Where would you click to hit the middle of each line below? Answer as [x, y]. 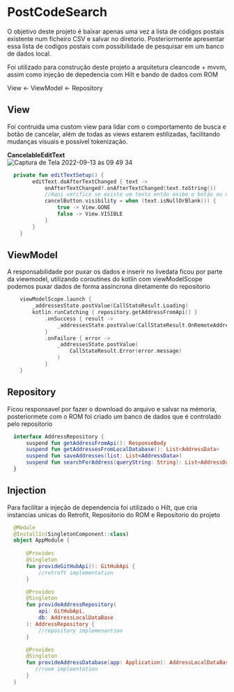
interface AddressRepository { [59, 437]
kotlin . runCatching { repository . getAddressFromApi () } [115, 313]
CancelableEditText [36, 155]
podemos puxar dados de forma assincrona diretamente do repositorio [109, 287]
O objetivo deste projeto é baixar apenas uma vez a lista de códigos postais [116, 31]
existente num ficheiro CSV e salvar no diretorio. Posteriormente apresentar [116, 38]
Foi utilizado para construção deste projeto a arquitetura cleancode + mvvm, [117, 67]
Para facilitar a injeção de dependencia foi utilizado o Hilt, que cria [102, 507]
